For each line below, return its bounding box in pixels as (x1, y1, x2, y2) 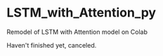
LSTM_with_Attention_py (6, 5, 156, 21)
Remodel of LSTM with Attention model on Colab (6, 28, 148, 36)
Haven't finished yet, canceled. (6, 41, 97, 49)
